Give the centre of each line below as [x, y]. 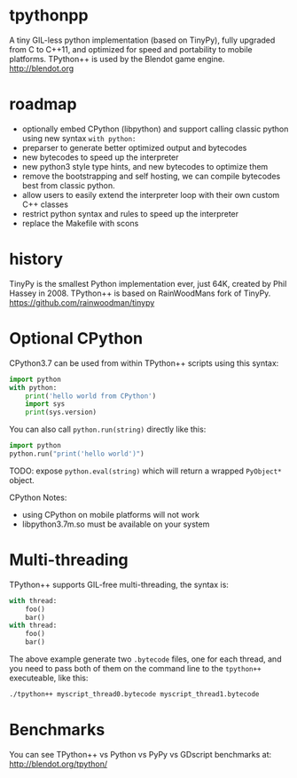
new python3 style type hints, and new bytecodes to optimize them [145, 166]
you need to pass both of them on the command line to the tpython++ [135, 669]
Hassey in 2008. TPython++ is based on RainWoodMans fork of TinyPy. [140, 293]
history [36, 259]
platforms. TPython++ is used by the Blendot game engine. [117, 59]
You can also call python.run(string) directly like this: [108, 429]
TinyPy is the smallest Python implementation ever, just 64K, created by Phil [148, 283]
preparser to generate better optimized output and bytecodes [134, 147]
